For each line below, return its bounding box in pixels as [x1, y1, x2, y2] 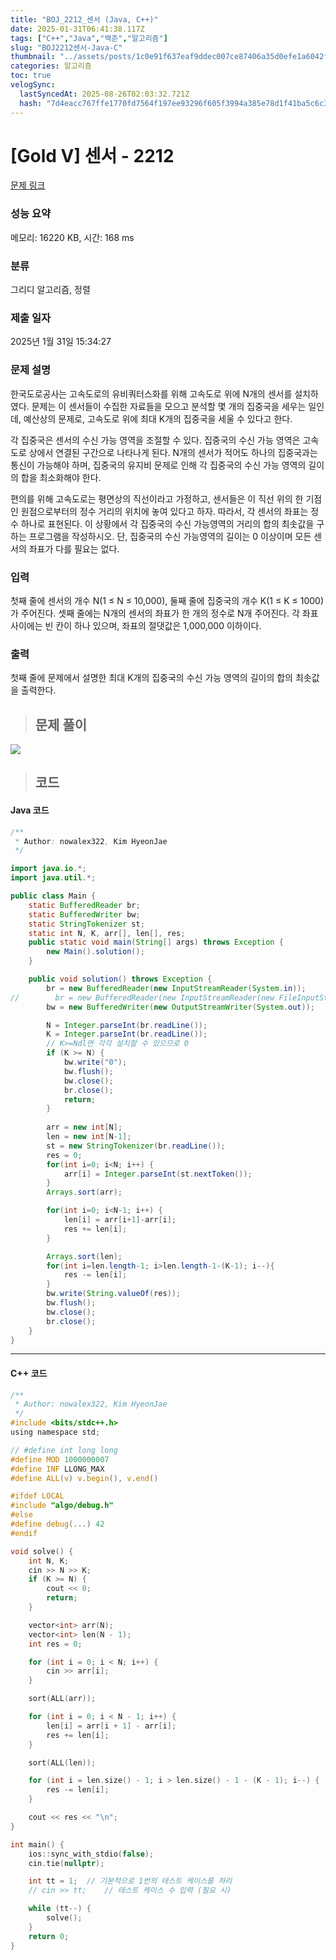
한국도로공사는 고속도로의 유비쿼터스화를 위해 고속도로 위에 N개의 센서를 [10, 387, 293, 400]
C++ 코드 [10, 1367, 48, 1379]
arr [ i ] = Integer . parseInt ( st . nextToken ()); [63, 1169, 253, 1179]
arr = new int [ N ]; [46, 1122, 123, 1133]
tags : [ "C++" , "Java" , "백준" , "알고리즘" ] [10, 33, 168, 43]
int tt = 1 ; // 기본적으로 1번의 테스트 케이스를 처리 [28, 1876, 233, 1886]
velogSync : [10, 80, 56, 90]
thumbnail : [10, 52, 56, 62]
